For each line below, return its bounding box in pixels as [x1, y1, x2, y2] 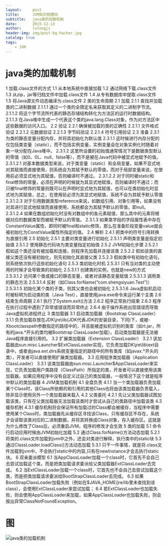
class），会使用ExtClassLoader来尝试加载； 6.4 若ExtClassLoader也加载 [5, 485, 154, 491]
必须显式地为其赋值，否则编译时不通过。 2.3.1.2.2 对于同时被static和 [14, 173, 154, 179]
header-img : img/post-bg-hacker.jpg [5, 31, 82, 36]
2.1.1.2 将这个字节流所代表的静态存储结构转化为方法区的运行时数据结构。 [5, 110, 155, 116]
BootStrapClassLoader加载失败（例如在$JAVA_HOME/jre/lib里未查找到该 [5, 479, 156, 485]
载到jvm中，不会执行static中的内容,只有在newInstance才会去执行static [14, 448, 159, 454]
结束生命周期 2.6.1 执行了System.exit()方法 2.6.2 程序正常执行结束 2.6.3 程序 [5, 298, 162, 304]
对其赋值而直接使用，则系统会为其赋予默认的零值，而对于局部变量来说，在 [5, 166, 159, 173]
